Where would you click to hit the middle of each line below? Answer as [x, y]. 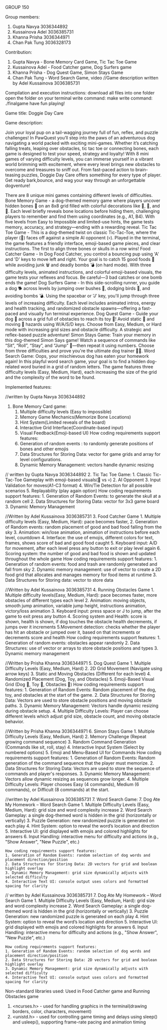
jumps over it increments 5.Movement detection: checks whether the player [83, 627]
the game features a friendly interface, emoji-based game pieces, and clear [83, 243]
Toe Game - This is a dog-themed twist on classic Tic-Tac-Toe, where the [81, 232]
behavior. [15, 721]
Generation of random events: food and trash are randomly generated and [81, 564]
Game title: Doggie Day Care [34, 113]
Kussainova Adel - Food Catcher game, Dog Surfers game [72, 67]
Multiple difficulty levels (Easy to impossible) [66, 412]
